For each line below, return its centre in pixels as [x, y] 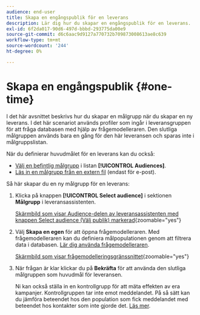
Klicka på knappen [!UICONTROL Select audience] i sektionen [93, 195]
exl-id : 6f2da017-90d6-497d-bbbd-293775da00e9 [66, 29]
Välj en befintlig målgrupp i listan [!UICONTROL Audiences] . [91, 165]
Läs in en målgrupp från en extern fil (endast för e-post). [85, 172]
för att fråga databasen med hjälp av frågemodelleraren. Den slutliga [92, 129]
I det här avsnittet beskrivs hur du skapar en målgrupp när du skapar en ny [99, 116]
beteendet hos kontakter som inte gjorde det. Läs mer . [83, 305]
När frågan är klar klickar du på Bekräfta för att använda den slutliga [100, 268]
